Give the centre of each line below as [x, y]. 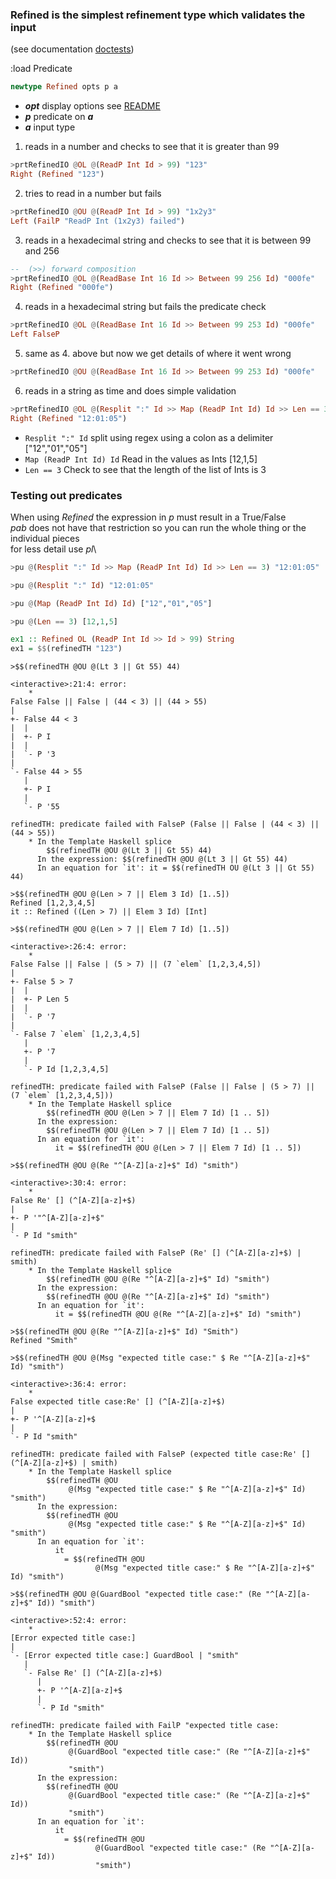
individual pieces [45, 538]
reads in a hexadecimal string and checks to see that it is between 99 [168, 240]
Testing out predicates [66, 495]
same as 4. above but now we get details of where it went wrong [158, 354]
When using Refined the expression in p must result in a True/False [148, 517]
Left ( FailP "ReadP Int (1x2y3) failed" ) [98, 221]
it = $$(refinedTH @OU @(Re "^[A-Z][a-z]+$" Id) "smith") [178, 1314]
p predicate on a [59, 117]
